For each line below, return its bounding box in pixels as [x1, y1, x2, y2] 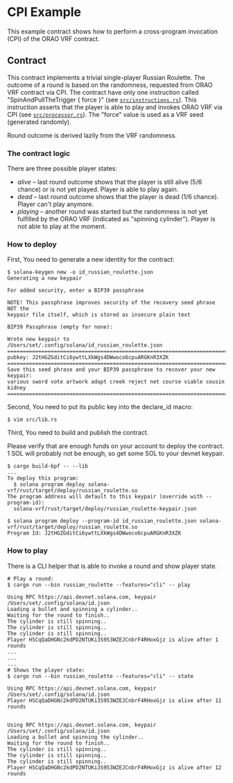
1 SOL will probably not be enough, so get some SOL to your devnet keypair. [7, 450, 225, 458]
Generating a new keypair [7, 275, 82, 282]
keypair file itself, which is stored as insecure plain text [7, 311, 191, 319]
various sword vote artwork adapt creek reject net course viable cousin [7, 379, 225, 386]
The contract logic [7, 148, 71, 158]
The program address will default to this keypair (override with [7, 493, 203, 500]
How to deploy [7, 239, 57, 249]
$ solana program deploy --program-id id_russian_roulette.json [7, 518, 197, 525]
